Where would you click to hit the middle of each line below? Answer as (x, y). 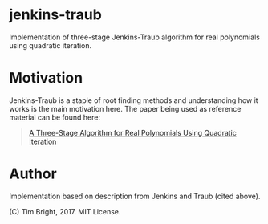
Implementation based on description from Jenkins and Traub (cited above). (135, 196)
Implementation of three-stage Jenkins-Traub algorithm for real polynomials (134, 37)
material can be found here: (55, 117)
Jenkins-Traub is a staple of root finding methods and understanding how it (134, 100)
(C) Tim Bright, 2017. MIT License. (65, 211)
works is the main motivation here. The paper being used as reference (125, 108)
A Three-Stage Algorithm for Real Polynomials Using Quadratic (133, 132)
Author (33, 174)
